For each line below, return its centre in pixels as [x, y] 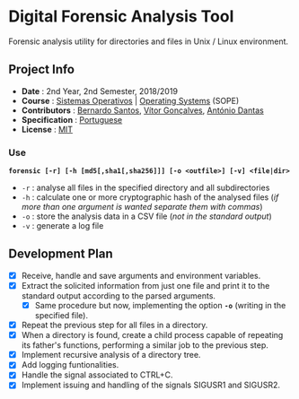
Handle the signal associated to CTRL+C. [97, 375]
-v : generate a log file [62, 226]
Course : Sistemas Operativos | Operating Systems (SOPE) [130, 100]
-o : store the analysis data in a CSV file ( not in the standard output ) [147, 216]
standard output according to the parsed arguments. [119, 295]
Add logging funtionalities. [70, 365]
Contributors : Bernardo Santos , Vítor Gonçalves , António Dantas [142, 110]
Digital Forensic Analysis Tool [121, 17]
